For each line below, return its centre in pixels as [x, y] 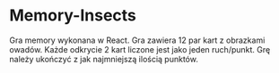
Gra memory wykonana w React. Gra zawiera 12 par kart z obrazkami [137, 40]
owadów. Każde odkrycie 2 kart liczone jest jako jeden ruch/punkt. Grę [140, 49]
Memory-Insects [73, 16]
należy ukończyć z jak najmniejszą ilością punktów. [104, 59]
